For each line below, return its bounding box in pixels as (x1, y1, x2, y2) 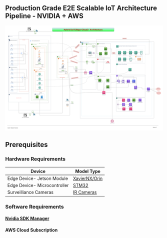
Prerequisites (5, 140, 48, 149)
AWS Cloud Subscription (5, 227, 58, 233)
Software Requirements (5, 203, 64, 210)
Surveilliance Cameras (7, 189, 54, 195)
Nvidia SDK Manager (5, 215, 49, 221)
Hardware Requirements (5, 155, 66, 162)
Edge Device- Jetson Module (7, 175, 68, 181)
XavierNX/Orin (73, 175, 103, 181)
